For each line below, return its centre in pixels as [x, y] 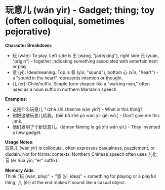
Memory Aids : [20, 170]
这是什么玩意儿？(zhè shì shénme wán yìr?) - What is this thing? [77, 109]
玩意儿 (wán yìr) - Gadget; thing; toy [80, 10]
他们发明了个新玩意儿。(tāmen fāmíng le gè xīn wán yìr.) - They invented [86, 127]
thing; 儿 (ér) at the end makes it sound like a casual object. [65, 182]
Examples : [16, 99]
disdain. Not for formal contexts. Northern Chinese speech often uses [76, 154]
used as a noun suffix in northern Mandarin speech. [65, 89]
